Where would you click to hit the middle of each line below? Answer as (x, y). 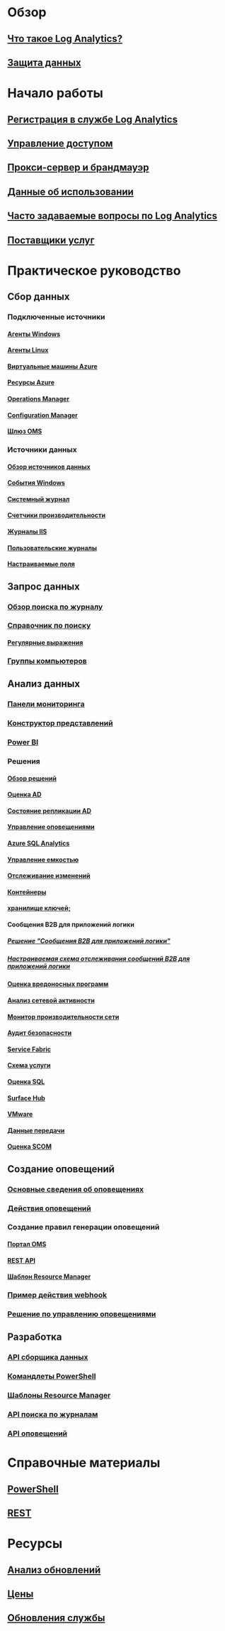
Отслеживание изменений (49, 876)
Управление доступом (60, 143)
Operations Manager (38, 399)
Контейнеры (27, 892)
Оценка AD (24, 795)
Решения (24, 762)
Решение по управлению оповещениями (82, 1314)
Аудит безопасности (40, 1033)
